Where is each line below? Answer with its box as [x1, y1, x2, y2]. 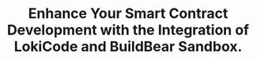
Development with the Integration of [6, 21, 250, 39]
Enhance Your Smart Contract [28, 5, 229, 23]
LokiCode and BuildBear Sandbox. [13, 38, 243, 55]
